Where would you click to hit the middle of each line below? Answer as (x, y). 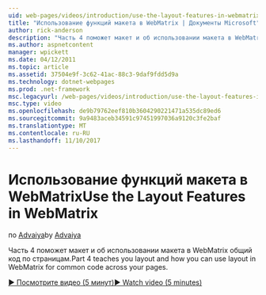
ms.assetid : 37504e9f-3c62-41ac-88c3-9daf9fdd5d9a (93, 74)
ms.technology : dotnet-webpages (61, 81)
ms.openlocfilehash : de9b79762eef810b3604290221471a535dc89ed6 (115, 112)
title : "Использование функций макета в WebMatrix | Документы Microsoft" (134, 23)
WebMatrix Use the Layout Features (127, 197)
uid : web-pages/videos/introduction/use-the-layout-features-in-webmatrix (134, 15)
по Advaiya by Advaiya (45, 235)
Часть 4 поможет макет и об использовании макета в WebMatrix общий (130, 251)
